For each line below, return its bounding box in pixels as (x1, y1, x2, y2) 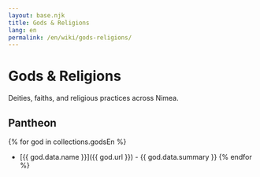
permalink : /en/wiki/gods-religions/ (8, 33, 132, 42)
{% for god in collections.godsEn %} (8, 137, 127, 146)
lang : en (8, 26, 37, 34)
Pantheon (8, 116, 57, 130)
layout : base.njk (8, 11, 65, 20)
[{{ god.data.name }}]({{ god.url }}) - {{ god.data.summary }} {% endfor (19, 153, 252, 161)
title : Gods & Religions (8, 19, 90, 27)
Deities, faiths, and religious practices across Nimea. (8, 94, 179, 103)
